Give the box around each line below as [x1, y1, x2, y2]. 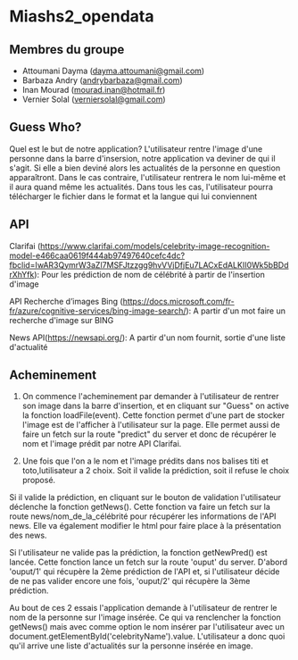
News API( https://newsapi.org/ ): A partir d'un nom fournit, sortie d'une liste [9, 332, 286, 343]
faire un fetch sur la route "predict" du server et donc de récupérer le [21, 429, 277, 439]
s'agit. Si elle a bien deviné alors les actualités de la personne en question [9, 163, 281, 173]
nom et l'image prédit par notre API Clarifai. [21, 439, 182, 449]
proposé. [21, 475, 56, 486]
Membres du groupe [9, 42, 125, 57]
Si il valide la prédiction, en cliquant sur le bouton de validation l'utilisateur [9, 492, 282, 503]
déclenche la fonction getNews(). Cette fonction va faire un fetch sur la [9, 502, 270, 513]
